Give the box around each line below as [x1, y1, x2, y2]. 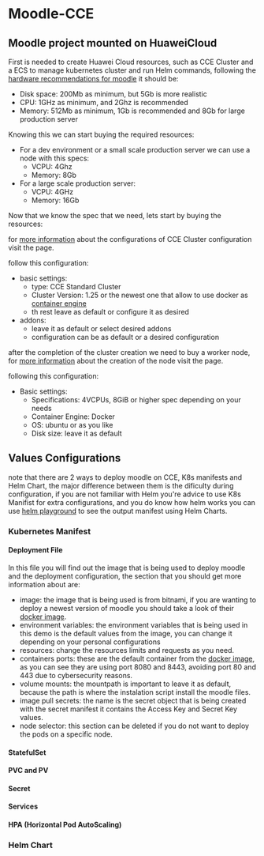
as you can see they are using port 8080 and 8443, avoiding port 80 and [19, 662, 256, 672]
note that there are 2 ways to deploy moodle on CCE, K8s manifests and [8, 472, 243, 482]
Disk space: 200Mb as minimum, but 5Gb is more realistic [19, 89, 207, 99]
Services [8, 801, 39, 811]
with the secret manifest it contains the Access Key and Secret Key [19, 704, 238, 714]
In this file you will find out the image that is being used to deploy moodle [8, 563, 246, 572]
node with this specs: [19, 153, 89, 163]
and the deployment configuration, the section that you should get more [8, 571, 242, 581]
